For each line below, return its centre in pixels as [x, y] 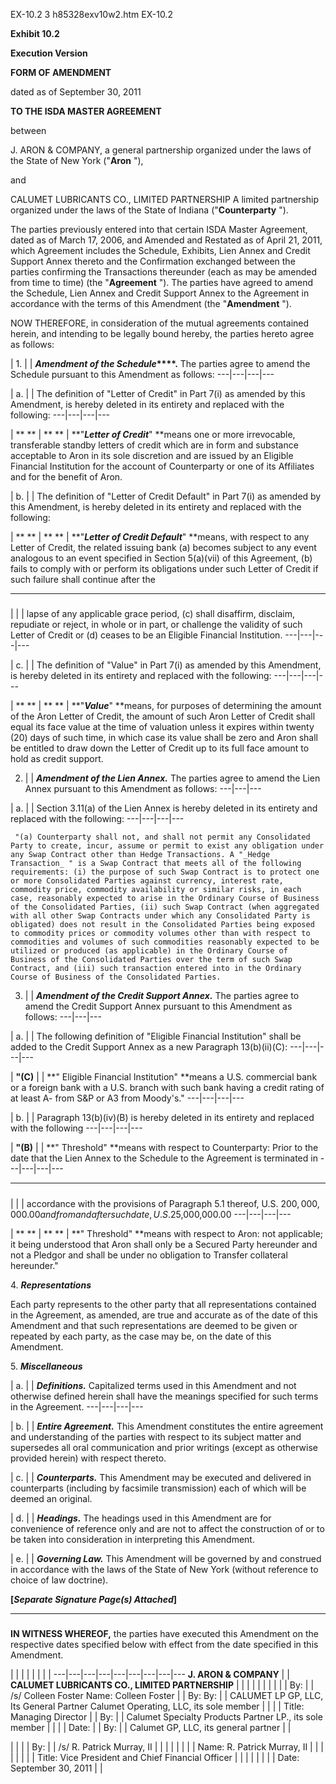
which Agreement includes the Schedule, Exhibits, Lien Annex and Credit [160, 250]
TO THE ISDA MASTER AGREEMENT [86, 111]
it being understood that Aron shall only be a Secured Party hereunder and [164, 1244]
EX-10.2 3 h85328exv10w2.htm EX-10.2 [91, 14]
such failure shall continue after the [83, 579]
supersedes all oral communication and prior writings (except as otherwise [164, 1447]
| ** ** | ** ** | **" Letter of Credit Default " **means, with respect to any [160, 537]
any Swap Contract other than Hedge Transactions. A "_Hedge [140, 855]
